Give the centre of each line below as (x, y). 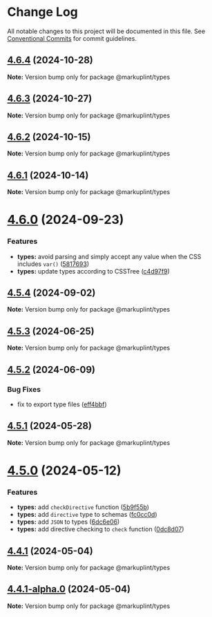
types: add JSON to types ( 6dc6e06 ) (68, 522)
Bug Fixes (24, 389)
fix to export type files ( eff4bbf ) (62, 404)
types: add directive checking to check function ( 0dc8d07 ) (100, 529)
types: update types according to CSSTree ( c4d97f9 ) (94, 271)
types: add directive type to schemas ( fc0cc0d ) (87, 515)
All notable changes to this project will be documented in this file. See (106, 31)
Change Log (42, 12)
